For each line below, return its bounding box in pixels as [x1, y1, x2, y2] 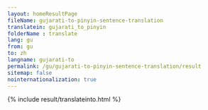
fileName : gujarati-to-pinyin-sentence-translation [7, 17, 163, 24]
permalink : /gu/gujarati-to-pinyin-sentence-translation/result [7, 63, 202, 70]
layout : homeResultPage [7, 10, 78, 18]
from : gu [7, 43, 33, 50]
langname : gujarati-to [7, 56, 75, 63]
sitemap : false [7, 69, 53, 76]
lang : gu [7, 37, 33, 44]
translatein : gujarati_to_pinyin [7, 23, 106, 30]
